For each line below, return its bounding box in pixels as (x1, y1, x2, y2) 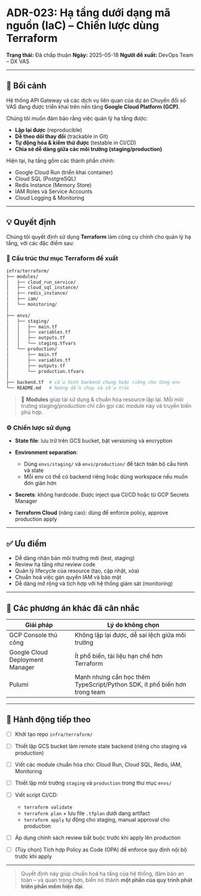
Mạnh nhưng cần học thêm (74, 673, 151, 681)
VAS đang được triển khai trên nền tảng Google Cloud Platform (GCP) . (6, 103, 180, 110)
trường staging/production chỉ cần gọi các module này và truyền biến (20, 402, 192, 410)
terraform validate (23, 804, 73, 811)
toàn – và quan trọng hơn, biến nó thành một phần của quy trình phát (20, 876, 193, 884)
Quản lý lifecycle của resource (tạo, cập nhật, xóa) (14, 567, 139, 575)
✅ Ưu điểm (6, 539, 47, 549)
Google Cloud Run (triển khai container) (14, 169, 113, 176)
